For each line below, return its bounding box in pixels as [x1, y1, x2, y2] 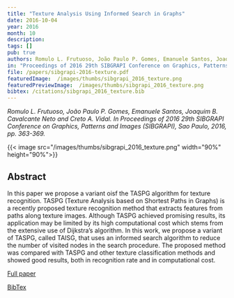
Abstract [7, 170, 47, 182]
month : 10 [7, 29, 36, 37]
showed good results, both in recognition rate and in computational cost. [7, 255, 216, 264]
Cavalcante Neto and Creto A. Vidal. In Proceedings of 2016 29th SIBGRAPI [7, 114, 224, 123]
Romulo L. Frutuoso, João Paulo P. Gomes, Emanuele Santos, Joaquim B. [7, 107, 218, 116]
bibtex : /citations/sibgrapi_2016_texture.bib [7, 88, 145, 95]
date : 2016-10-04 [7, 17, 58, 24]
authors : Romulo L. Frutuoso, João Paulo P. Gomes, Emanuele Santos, [7, 56, 214, 63]
